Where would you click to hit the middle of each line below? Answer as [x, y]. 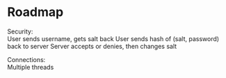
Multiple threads [31, 67]
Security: [20, 31]
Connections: [26, 59]
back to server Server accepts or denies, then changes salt [92, 46]
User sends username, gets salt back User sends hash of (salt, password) [113, 38]
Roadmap [35, 12]
